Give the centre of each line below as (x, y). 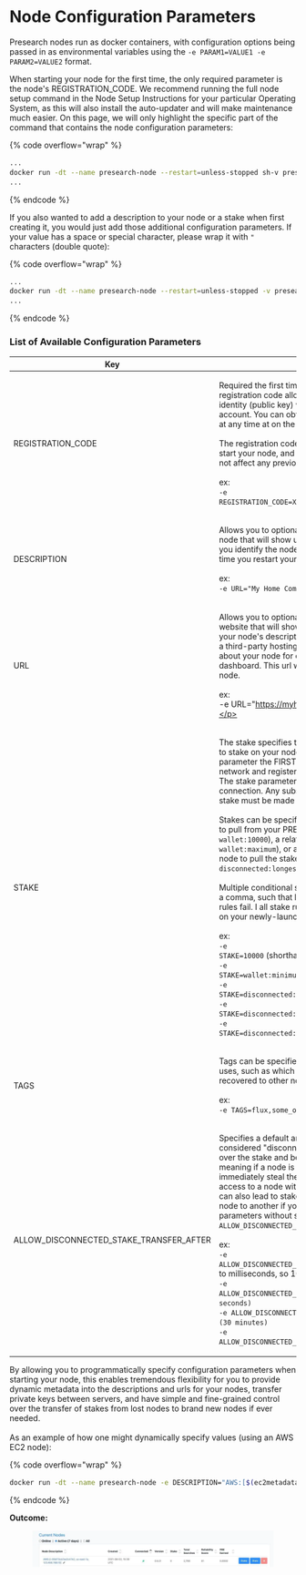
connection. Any (249, 791)
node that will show (255, 540)
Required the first (251, 385)
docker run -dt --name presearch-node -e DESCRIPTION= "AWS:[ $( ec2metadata (154, 1482)
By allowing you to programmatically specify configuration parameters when (153, 1369)
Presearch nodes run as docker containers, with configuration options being (153, 42)
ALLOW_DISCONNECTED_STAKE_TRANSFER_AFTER (112, 1240)
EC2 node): (31, 1447)
